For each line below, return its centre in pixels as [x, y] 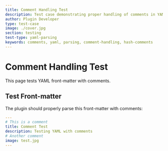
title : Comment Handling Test [37, 10]
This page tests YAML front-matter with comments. [58, 81]
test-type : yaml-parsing [31, 38]
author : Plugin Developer [32, 19]
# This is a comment [27, 122]
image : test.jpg [22, 141]
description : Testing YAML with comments [49, 132]
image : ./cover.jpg [25, 28]
